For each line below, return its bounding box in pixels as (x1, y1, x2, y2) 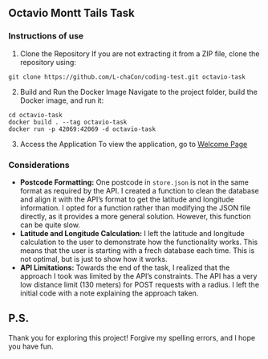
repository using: (19, 57, 76, 67)
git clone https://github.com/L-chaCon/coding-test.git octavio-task (8, 72, 246, 81)
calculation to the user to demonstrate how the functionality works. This (19, 237, 258, 247)
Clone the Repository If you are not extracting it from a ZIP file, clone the (19, 48, 260, 59)
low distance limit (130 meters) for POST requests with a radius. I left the (19, 279, 259, 289)
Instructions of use (8, 31, 84, 42)
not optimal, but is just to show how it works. (19, 254, 168, 263)
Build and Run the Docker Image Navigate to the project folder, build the (19, 87, 258, 96)
